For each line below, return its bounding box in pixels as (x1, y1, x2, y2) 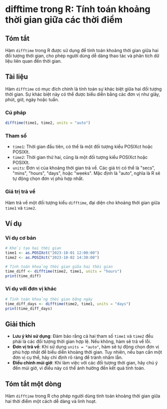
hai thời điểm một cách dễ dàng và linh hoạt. (5, 398, 97, 404)
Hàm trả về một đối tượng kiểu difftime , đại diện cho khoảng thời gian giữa (5, 199, 160, 206)
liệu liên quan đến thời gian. (5, 58, 62, 64)
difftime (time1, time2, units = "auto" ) (5, 120, 91, 126)
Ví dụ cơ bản (5, 234, 36, 241)
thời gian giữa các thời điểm (5, 14, 122, 26)
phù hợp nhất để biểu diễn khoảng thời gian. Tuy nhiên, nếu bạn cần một (12, 349, 162, 355)
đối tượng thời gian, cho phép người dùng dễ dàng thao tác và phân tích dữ (5, 53, 159, 59)
